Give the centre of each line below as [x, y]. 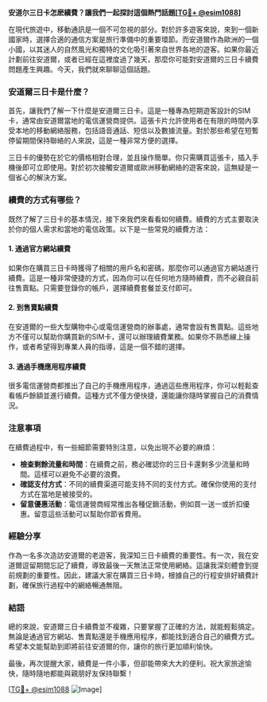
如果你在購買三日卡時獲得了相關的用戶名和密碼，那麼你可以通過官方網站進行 [133, 268]
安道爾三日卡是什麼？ [49, 92]
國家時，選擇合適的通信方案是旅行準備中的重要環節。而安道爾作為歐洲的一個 [133, 39]
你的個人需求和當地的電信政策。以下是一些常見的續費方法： [112, 229]
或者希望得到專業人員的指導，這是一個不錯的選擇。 [105, 347]
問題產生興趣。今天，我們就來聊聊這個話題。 [81, 69]
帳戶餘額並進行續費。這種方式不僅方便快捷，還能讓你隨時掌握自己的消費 [133, 396]
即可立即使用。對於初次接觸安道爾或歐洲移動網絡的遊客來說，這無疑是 [137, 167]
